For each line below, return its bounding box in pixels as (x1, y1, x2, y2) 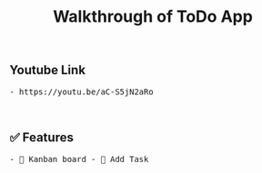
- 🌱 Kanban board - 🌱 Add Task (9, 154, 149, 164)
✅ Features (9, 130, 75, 146)
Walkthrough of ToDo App (53, 6, 253, 27)
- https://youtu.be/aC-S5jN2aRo (9, 86, 154, 97)
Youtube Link (9, 62, 86, 78)
